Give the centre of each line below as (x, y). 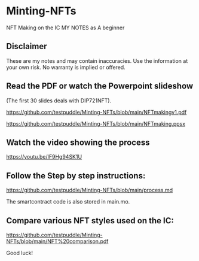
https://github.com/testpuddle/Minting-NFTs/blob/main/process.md (90, 190)
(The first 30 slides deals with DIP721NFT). (59, 101)
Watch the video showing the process (78, 142)
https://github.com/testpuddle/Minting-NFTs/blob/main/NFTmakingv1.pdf (97, 112)
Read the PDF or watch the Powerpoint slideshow (100, 86)
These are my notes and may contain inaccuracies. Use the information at (97, 60)
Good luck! (20, 253)
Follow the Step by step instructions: (76, 176)
